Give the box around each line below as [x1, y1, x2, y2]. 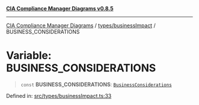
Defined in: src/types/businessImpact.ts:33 [6, 92, 111, 99]
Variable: [6, 49, 52, 63]
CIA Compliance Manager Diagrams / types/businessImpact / [6, 22, 156, 29]
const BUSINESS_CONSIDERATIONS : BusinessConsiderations [20, 81, 172, 88]
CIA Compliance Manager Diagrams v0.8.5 [6, 5, 114, 12]
